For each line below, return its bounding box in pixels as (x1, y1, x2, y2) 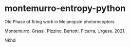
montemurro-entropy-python (4, 3, 126, 14)
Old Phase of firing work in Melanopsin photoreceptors (4, 19, 115, 24)
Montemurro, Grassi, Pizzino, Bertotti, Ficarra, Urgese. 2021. (4, 28, 126, 34)
